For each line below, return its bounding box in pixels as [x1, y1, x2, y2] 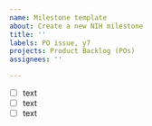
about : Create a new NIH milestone [9, 22, 144, 31]
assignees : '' [9, 55, 63, 64]
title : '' [9, 30, 47, 39]
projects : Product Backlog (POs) [9, 47, 136, 56]
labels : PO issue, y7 [9, 38, 91, 48]
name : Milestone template [9, 13, 107, 22]
